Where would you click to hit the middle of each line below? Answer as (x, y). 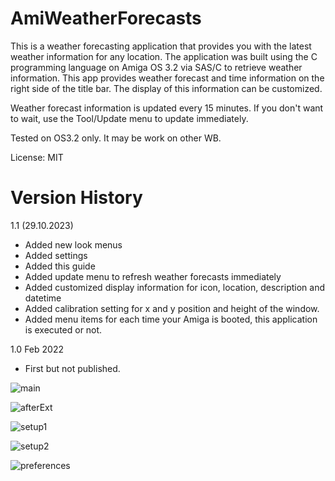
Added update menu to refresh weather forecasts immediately (153, 276)
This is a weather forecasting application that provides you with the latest (161, 46)
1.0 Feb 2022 (37, 349)
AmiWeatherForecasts (106, 18)
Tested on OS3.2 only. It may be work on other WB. (116, 138)
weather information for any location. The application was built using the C (164, 56)
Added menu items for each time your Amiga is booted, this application (171, 319)
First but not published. (72, 368)
